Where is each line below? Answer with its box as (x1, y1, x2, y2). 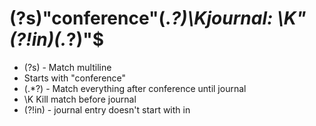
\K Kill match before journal (23, 93, 137, 105)
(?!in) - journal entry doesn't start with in (23, 103, 191, 116)
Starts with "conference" (23, 72, 127, 84)
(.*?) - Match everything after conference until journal (23, 82, 247, 94)
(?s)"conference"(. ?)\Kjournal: (9, 7, 274, 30)
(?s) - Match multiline (23, 61, 112, 73)
